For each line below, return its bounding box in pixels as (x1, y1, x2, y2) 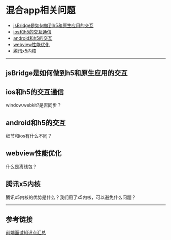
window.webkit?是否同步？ (6, 102, 62, 108)
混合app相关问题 (6, 5, 76, 16)
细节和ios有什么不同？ (6, 132, 52, 139)
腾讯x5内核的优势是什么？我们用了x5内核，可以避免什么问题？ (6, 194, 136, 200)
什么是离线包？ (6, 163, 37, 169)
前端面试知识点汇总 (6, 229, 46, 236)
